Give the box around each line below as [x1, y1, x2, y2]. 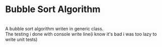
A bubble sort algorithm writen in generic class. [5, 25, 104, 31]
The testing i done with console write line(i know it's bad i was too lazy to [5, 31, 157, 37]
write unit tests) [5, 36, 38, 42]
